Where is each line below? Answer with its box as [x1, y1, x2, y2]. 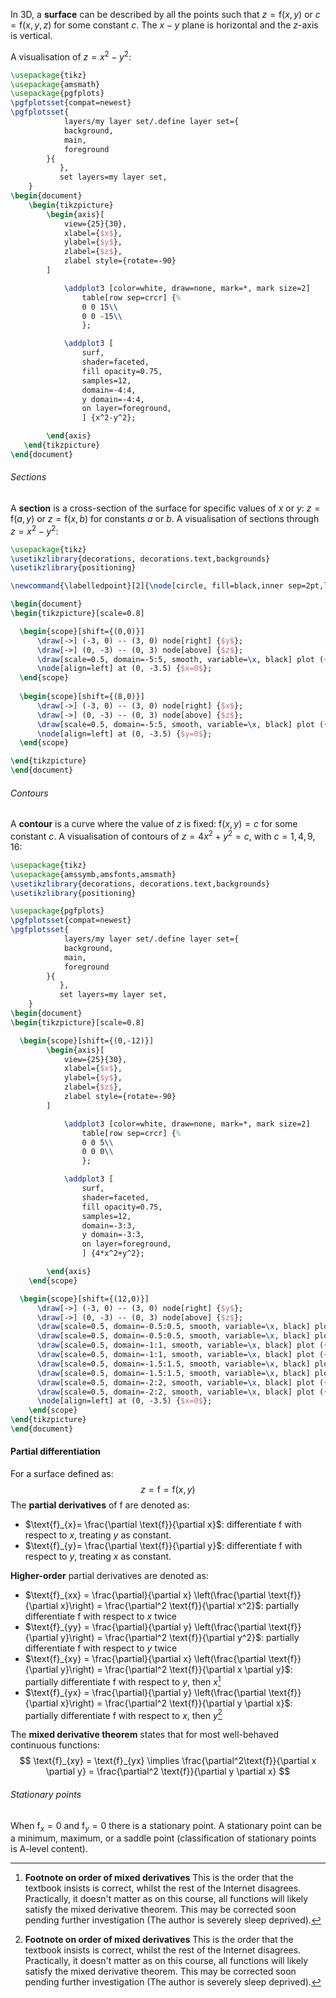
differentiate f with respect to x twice [24, 1610, 177, 1623]
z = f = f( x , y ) [140, 1484, 196, 1496]
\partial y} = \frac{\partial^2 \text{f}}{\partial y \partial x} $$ [45, 1765, 291, 1778]
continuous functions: [10, 1739, 100, 1751]
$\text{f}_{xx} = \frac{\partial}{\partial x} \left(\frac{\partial [24, 1589, 267, 1601]
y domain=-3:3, [81, 1230, 145, 1240]
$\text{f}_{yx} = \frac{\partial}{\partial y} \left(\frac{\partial [24, 1686, 267, 1698]
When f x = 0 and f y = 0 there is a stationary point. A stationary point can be [10, 1819, 323, 1834]
